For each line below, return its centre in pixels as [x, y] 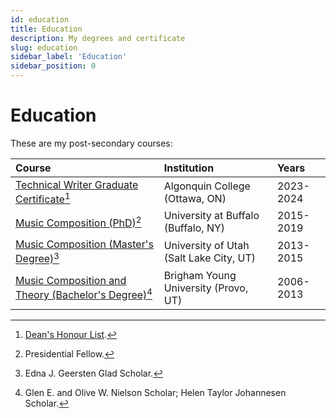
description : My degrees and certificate [98, 38]
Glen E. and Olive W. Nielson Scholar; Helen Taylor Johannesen [155, 392]
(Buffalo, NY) [194, 228]
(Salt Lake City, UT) [210, 258]
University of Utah [206, 245]
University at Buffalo [211, 216]
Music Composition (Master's [84, 244]
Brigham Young [200, 275]
